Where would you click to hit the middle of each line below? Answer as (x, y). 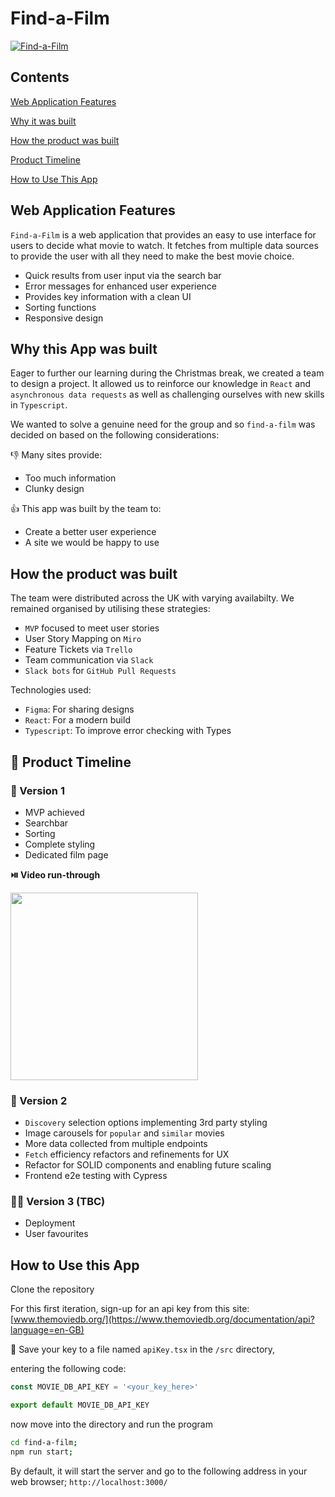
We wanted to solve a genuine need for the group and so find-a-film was (163, 424)
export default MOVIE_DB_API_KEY (80, 1405)
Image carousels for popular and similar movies (124, 1133)
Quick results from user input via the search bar (123, 275)
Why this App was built (84, 348)
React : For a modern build (77, 720)
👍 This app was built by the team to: (86, 509)
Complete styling (60, 844)
